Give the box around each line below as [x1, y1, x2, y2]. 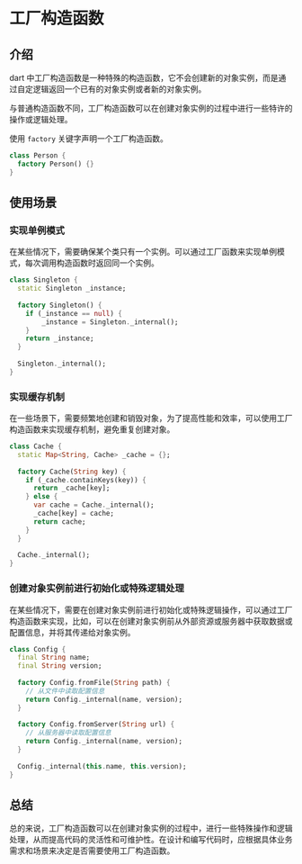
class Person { [9, 151, 67, 160]
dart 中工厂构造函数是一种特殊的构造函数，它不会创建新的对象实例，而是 [9, 73, 279, 83]
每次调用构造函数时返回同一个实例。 [24, 257, 159, 268]
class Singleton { [9, 275, 78, 284]
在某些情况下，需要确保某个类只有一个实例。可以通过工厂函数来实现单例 [9, 247, 277, 257]
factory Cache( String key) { [17, 467, 127, 476]
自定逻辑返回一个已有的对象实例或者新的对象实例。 [16, 84, 207, 94]
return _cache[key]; [32, 483, 111, 493]
